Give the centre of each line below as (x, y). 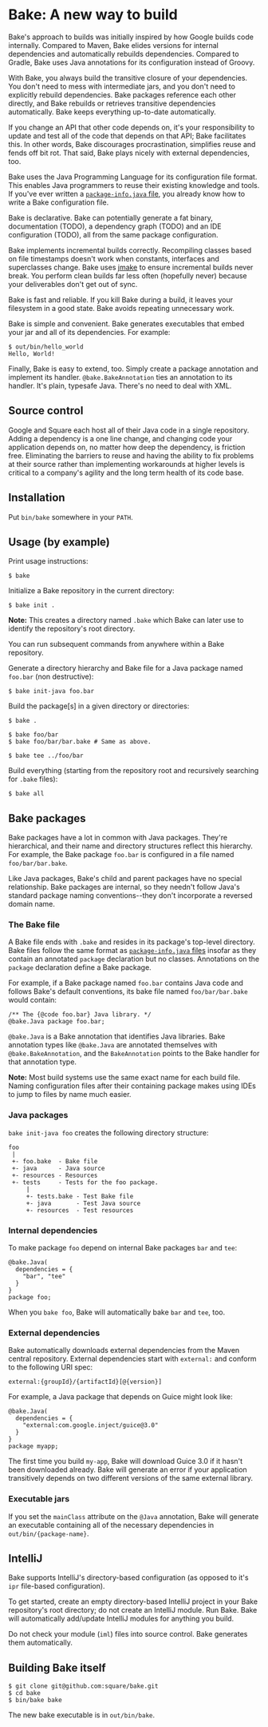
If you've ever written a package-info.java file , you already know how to (127, 193)
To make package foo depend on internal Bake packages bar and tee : (123, 1248)
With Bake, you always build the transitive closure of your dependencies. (128, 78)
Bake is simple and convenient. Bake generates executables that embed (126, 323)
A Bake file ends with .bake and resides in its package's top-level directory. (132, 942)
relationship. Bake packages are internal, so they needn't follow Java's (124, 887)
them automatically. (41, 1643)
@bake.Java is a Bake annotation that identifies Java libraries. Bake (117, 1036)
